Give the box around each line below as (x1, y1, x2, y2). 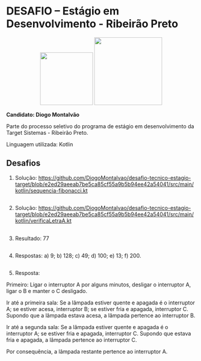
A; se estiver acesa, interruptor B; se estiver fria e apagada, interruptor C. (6, 306, 188, 313)
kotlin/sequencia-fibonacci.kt (14, 187, 88, 194)
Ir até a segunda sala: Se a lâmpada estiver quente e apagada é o (6, 324, 169, 331)
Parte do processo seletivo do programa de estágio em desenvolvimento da (6, 122, 194, 130)
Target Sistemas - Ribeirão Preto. (6, 129, 88, 136)
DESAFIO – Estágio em (6, 4, 119, 18)
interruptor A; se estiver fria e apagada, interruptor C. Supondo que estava (6, 330, 191, 338)
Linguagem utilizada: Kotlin (6, 140, 73, 148)
